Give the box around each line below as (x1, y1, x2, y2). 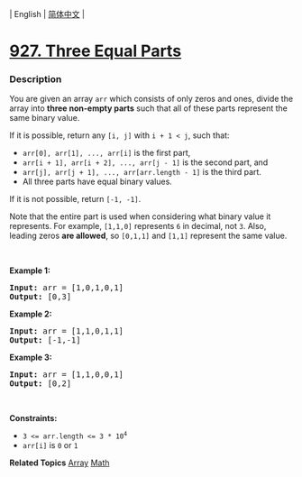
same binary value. (9, 113, 80, 124)
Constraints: (9, 413, 58, 424)
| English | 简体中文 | (9, 9, 86, 19)
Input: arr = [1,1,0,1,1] (9, 326, 124, 336)
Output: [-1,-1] (9, 335, 81, 345)
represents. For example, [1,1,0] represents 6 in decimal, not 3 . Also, (9, 221, 267, 232)
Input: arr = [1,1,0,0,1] (9, 370, 124, 380)
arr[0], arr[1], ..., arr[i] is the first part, (22, 148, 191, 159)
